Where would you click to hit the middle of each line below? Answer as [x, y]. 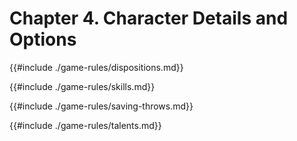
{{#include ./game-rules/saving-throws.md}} [101, 106]
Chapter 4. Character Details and [149, 18]
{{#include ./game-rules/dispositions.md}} [96, 67]
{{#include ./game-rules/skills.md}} [82, 86]
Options [43, 39]
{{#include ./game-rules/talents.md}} [85, 125]
